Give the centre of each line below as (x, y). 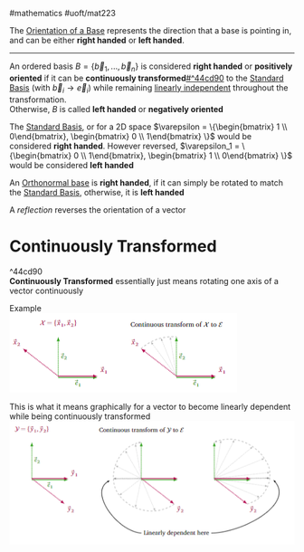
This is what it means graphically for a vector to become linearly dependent (150, 406)
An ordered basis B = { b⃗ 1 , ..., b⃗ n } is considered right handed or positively (151, 67)
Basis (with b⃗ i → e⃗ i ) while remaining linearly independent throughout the (149, 88)
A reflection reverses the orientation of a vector (98, 209)
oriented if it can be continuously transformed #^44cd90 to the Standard (147, 78)
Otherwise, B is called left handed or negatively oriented (116, 109)
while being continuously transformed (80, 416)
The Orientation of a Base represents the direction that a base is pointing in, (151, 30)
